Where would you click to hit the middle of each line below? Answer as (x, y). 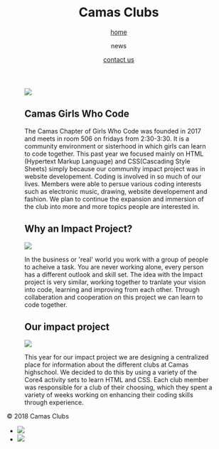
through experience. (54, 403)
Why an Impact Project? (79, 229)
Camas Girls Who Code (77, 114)
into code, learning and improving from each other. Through (112, 289)
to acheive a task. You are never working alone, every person (114, 266)
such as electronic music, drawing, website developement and (116, 191)
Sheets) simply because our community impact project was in (115, 168)
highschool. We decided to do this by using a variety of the (111, 372)
